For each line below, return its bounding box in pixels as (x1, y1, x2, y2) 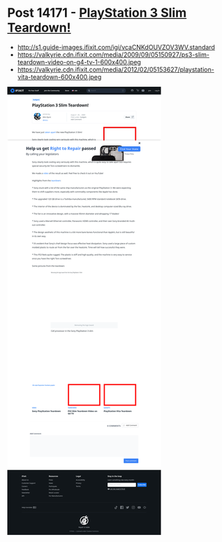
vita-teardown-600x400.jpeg (17, 72, 102, 81)
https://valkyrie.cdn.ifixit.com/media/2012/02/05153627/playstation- (17, 65, 214, 74)
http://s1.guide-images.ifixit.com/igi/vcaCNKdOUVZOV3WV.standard (17, 43, 215, 51)
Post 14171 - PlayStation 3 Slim (7, 5, 187, 21)
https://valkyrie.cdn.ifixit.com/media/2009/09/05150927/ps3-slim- (17, 50, 209, 59)
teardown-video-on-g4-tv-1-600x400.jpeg (17, 57, 142, 66)
